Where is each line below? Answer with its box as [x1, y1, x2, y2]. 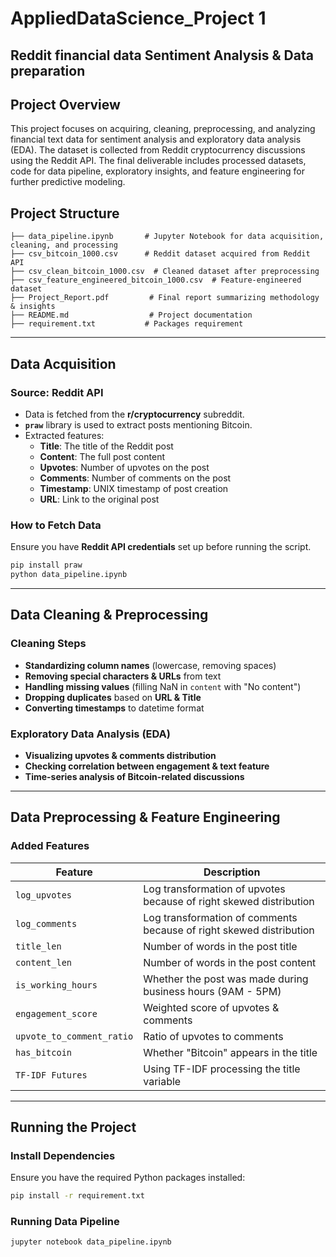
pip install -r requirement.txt [10, 1191, 145, 1201]
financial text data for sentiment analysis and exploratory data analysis [10, 133, 302, 146]
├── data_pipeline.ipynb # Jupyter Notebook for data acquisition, [10, 232, 325, 242]
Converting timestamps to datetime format [24, 702, 205, 714]
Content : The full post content [39, 450, 165, 462]
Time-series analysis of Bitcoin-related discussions [24, 770, 245, 782]
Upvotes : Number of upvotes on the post [39, 461, 210, 473]
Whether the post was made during [143, 972, 309, 986]
